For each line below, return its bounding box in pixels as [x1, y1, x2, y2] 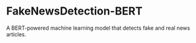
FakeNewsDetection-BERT [6, 4, 143, 18]
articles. [6, 30, 27, 38]
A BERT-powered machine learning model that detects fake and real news [6, 24, 191, 31]
